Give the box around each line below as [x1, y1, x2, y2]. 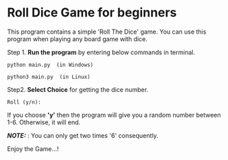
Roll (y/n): [7, 98, 41, 106]
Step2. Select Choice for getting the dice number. [7, 85, 149, 93]
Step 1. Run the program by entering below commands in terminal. [7, 48, 196, 56]
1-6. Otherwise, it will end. [7, 118, 81, 126]
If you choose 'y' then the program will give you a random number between [7, 111, 221, 119]
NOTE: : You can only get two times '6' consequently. [7, 131, 159, 139]
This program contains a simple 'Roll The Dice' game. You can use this [7, 27, 207, 36]
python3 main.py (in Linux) [7, 73, 91, 80]
